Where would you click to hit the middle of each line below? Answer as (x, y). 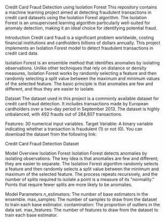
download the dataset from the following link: (51, 134)
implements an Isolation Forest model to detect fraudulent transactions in (79, 48)
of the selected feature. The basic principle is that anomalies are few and (79, 84)
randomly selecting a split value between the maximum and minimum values (82, 79)
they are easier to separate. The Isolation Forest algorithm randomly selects (82, 164)
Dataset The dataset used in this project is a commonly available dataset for (82, 98)
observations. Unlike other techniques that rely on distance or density (76, 68)
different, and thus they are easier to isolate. (50, 89)
